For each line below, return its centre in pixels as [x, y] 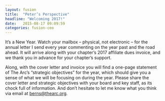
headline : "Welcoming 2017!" [35, 19]
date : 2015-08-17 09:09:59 [35, 23]
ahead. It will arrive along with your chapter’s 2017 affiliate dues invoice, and [83, 53]
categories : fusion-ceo [30, 28]
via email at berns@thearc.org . [37, 94]
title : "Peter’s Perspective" [37, 14]
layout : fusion [21, 10]
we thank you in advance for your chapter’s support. [59, 58]
